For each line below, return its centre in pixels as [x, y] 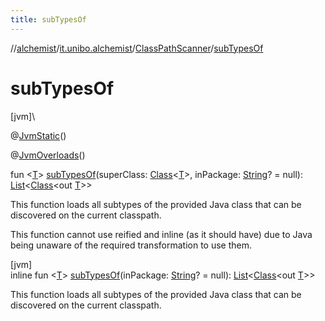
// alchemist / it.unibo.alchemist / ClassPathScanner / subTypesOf [137, 48]
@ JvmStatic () [38, 135]
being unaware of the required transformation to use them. [131, 245]
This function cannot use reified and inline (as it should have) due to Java [161, 234]
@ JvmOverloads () [48, 155]
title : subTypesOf [48, 19]
